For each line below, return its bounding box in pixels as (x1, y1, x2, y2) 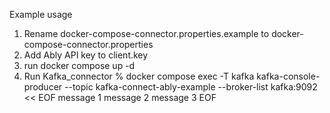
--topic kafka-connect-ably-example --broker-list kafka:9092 (64, 81, 318, 93)
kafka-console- (256, 70, 321, 82)
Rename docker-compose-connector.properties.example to (23, 28, 270, 39)
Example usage (9, 9, 73, 20)
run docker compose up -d (23, 60, 136, 71)
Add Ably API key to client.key (23, 49, 149, 61)
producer (23, 81, 63, 93)
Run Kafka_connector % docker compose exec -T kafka (23, 70, 255, 82)
